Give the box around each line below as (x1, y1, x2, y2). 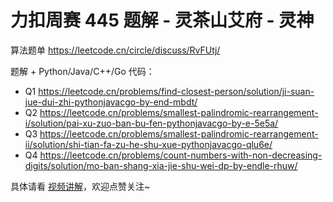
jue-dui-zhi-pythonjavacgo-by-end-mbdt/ (24, 96, 198, 108)
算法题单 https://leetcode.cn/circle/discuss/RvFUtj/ (10, 44, 221, 56)
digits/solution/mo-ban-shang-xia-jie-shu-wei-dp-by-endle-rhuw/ (24, 159, 298, 171)
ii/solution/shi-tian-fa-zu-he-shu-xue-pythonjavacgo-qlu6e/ (24, 138, 273, 150)
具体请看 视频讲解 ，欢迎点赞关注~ (10, 180, 151, 192)
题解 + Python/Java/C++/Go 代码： (10, 65, 155, 77)
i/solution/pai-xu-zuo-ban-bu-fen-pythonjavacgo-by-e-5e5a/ (24, 117, 279, 129)
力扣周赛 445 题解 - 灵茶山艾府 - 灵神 (10, 9, 315, 32)
